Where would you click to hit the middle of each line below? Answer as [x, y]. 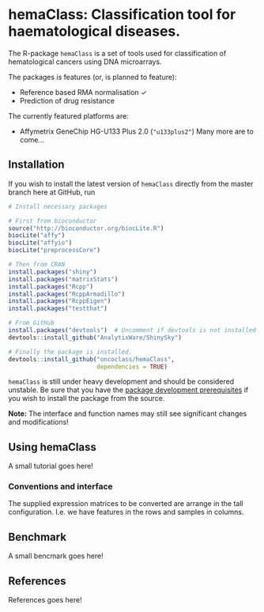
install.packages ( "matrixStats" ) [63, 279]
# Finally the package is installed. [70, 352]
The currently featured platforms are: [68, 115]
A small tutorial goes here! [51, 466]
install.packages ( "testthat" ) [58, 309]
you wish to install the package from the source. [87, 399]
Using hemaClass [53, 447]
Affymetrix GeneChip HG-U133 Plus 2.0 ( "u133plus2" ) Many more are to [137, 131]
